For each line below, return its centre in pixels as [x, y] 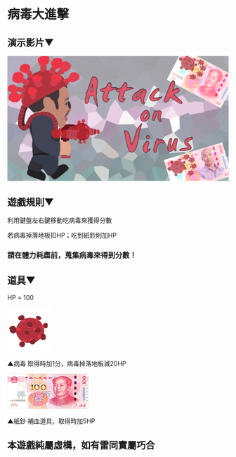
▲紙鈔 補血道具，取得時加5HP [51, 421]
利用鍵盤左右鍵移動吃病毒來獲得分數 [60, 220]
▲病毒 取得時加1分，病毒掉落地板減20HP [67, 363]
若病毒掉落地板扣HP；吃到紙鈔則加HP [62, 236]
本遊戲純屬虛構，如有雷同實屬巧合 [81, 445]
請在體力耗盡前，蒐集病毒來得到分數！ [72, 255]
